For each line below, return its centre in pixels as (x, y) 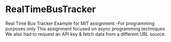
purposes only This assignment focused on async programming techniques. (86, 28)
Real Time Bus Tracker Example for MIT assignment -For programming (80, 23)
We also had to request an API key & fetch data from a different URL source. (85, 34)
